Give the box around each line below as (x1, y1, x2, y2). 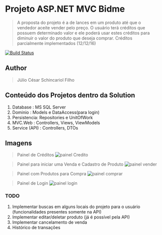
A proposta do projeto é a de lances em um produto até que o (17, 20, 142, 25)
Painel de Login (17, 180, 48, 186)
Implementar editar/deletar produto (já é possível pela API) (12, 214, 130, 220)
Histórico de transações (12, 224, 61, 230)
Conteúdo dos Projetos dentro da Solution (5, 91, 135, 100)
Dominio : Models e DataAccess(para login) (12, 109, 100, 115)
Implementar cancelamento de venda (12, 219, 87, 225)
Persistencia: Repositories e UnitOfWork (12, 114, 93, 120)
